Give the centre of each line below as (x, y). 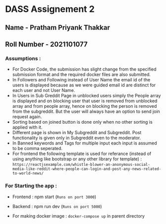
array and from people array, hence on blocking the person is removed (84, 106)
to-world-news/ (28, 173)
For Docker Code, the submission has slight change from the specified (84, 69)
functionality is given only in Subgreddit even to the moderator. (77, 138)
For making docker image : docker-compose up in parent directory (79, 216)
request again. (27, 117)
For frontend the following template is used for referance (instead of (82, 154)
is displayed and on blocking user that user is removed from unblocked (85, 101)
